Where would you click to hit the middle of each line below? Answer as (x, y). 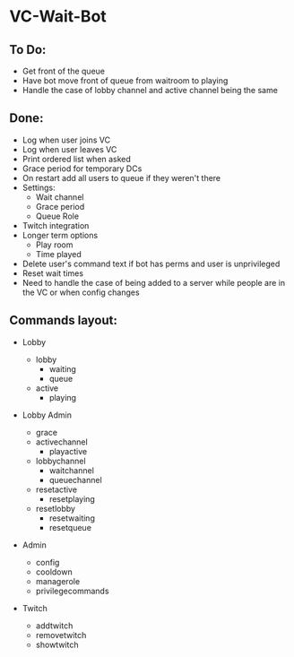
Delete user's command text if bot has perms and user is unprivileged (151, 264)
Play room (54, 245)
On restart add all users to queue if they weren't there (121, 177)
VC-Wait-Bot (58, 17)
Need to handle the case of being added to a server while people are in (154, 282)
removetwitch (61, 635)
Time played (59, 254)
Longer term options (60, 235)
